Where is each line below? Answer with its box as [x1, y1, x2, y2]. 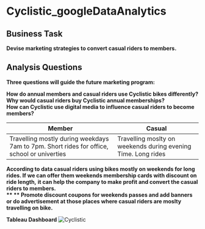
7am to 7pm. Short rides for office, [9, 142, 109, 150]
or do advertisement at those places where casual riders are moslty [6, 197, 182, 205]
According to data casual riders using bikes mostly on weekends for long [6, 165, 195, 172]
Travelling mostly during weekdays [9, 134, 109, 143]
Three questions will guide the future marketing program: [6, 78, 156, 86]
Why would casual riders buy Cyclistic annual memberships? [6, 96, 165, 104]
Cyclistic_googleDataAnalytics [6, 4, 167, 18]
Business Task [6, 29, 63, 39]
